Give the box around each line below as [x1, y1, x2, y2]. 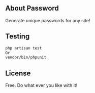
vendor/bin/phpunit [5, 55, 47, 60]
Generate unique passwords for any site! [5, 17, 90, 23]
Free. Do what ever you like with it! [5, 82, 78, 88]
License [5, 69, 31, 77]
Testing [5, 32, 30, 41]
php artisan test [5, 45, 42, 51]
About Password [5, 4, 59, 13]
